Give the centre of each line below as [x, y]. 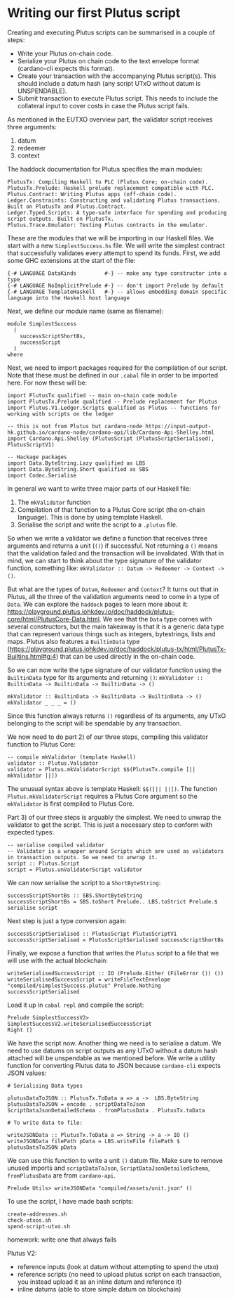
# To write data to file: [45, 1123]
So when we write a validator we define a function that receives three [108, 538]
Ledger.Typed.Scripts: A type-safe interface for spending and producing [117, 212]
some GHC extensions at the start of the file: [71, 260]
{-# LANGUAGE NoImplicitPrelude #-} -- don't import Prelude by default [116, 285]
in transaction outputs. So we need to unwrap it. [83, 857]
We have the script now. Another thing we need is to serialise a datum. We [115, 1043]
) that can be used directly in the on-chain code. [125, 656]
